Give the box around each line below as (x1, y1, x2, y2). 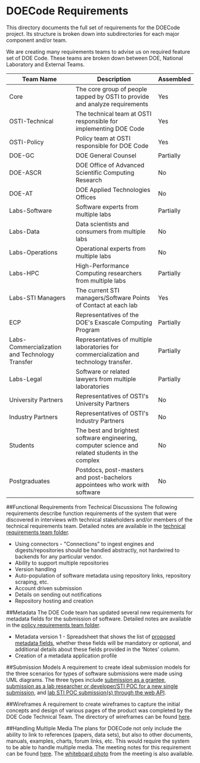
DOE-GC (9, 151, 35, 159)
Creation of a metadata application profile (14, 652, 117, 659)
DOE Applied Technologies (75, 185, 151, 194)
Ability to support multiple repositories (14, 559, 109, 566)
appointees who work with (75, 480, 150, 489)
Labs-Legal (9, 374, 42, 383)
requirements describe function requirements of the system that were (6, 510, 177, 517)
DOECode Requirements (6, 4, 129, 18)
